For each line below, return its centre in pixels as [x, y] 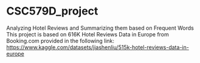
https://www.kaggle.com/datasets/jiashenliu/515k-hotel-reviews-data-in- [98, 47]
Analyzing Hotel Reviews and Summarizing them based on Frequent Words [100, 28]
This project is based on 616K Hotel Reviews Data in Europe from [88, 34]
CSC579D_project [52, 11]
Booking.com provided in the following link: [60, 41]
